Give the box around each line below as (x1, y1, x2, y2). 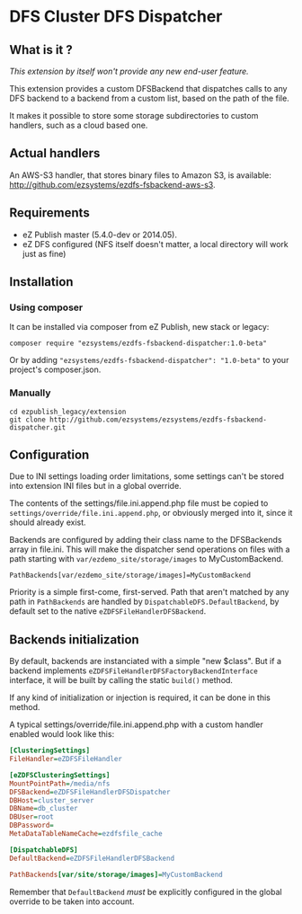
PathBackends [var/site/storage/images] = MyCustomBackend (9, 870, 223, 879)
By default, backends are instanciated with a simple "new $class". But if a (9, 656, 281, 667)
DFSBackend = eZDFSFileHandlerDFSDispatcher (9, 787, 171, 796)
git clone (9, 415, 47, 424)
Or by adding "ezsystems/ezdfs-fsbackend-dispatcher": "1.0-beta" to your (9, 355, 289, 366)
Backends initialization (9, 632, 139, 647)
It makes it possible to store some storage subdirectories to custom (9, 111, 259, 120)
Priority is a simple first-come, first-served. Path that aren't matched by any (9, 587, 289, 598)
